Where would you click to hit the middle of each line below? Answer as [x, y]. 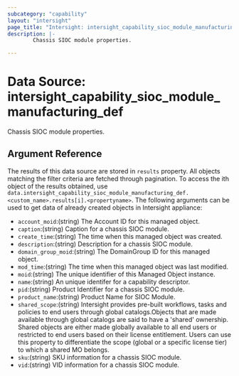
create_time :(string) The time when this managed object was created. [120, 236]
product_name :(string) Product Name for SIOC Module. [96, 296]
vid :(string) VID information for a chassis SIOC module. [99, 365]
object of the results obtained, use [58, 186]
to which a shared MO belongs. [64, 350]
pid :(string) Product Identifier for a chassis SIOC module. [101, 289]
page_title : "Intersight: [46, 27]
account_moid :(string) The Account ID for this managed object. [109, 221]
